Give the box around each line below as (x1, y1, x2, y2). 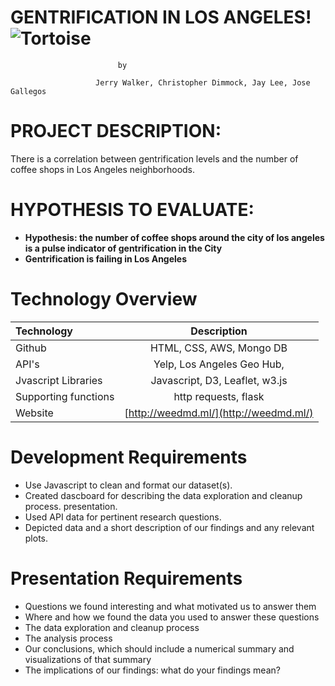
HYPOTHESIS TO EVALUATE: (10, 199, 255, 221)
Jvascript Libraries (15, 373, 103, 387)
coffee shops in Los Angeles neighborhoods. (10, 163, 196, 175)
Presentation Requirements (10, 567, 243, 590)
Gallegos (10, 86, 47, 96)
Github (15, 341, 47, 355)
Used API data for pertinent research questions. (24, 511, 222, 523)
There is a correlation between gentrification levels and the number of (10, 152, 299, 165)
